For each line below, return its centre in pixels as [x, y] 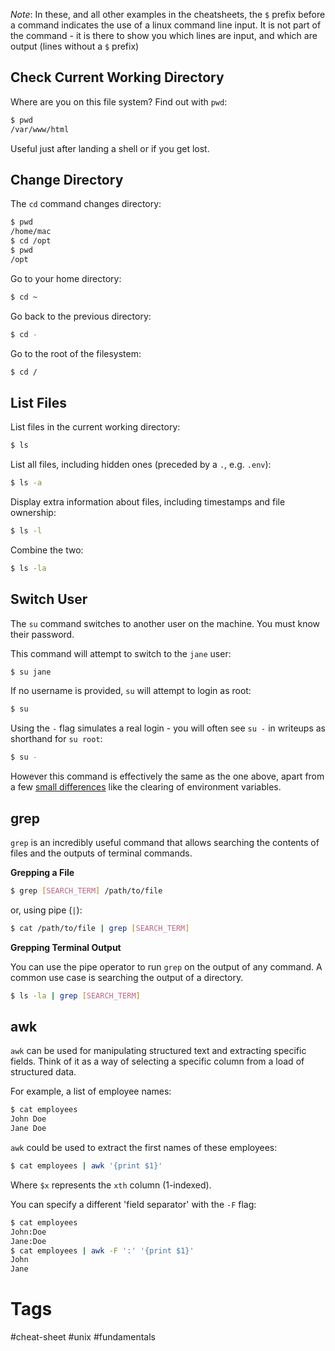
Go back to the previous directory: [81, 316]
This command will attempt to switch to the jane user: [121, 653]
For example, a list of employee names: [91, 1091]
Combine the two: [47, 550]
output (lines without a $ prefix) [75, 46]
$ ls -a [26, 483]
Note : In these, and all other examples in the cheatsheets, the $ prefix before [168, 14]
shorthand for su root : [56, 739]
